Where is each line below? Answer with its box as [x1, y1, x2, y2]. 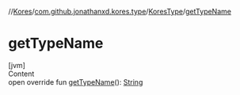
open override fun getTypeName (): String [8, 77, 143, 86]
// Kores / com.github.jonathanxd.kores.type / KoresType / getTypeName [8, 7, 232, 16]
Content [8, 69, 35, 78]
